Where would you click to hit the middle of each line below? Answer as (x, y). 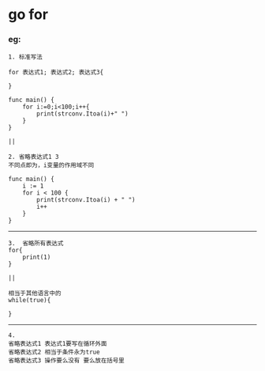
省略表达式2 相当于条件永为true (54, 352)
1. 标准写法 (26, 57)
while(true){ (30, 301)
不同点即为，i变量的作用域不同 (51, 165)
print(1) (37, 257)
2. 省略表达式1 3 (34, 157)
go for (28, 15)
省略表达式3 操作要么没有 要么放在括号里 (66, 361)
